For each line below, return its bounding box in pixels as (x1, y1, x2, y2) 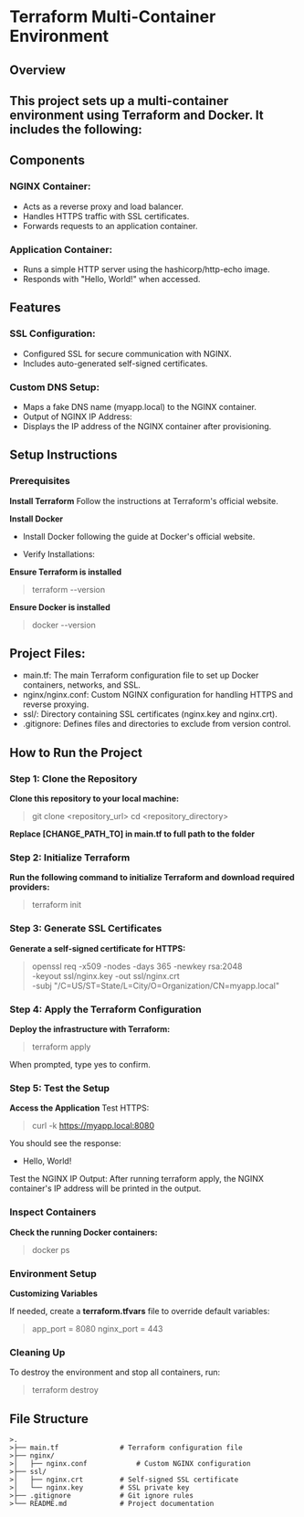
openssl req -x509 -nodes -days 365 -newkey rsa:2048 (31, 961, 243, 972)
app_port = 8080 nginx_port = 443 (31, 1322, 163, 1334)
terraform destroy (31, 1385, 99, 1396)
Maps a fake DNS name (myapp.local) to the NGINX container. (22, 401, 257, 412)
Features (9, 300, 61, 316)
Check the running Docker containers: (9, 1227, 158, 1238)
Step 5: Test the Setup (9, 1081, 110, 1094)
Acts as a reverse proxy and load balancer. (22, 201, 184, 212)
